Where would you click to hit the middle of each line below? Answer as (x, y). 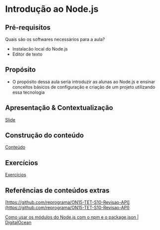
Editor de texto (27, 54)
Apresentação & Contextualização (59, 108)
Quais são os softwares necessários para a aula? (55, 39)
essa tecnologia (28, 92)
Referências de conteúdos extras (57, 190)
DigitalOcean (18, 223)
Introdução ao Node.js (52, 9)
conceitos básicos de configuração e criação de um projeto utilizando (83, 87)
